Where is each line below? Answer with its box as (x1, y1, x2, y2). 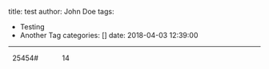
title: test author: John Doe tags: (8, 7, 114, 16)
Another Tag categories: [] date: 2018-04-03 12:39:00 (19, 31, 199, 40)
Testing (19, 22, 46, 31)
